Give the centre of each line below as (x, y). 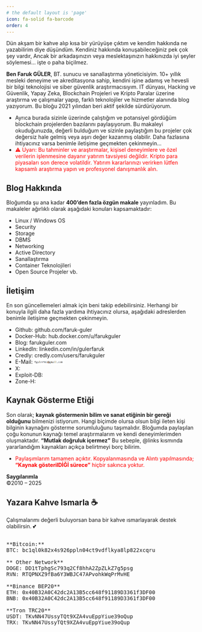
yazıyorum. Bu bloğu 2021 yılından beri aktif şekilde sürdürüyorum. (89, 106)
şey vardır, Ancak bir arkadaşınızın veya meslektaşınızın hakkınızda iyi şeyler (101, 56)
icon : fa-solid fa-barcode (40, 19)
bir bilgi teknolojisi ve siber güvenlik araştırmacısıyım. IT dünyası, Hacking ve (101, 87)
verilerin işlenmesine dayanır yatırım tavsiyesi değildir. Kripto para (96, 156)
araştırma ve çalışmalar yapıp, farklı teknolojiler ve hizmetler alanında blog (98, 100)
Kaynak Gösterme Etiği (50, 400)
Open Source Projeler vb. (46, 272)
